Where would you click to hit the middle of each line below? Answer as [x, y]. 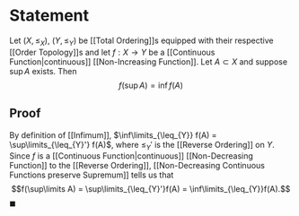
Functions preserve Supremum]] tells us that [92, 175]
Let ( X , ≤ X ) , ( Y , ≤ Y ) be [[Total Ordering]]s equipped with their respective [141, 41]
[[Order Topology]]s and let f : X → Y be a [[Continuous [112, 52]
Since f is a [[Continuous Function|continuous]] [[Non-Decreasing [132, 156]
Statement [49, 16]
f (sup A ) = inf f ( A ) [151, 85]
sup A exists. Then [44, 71]
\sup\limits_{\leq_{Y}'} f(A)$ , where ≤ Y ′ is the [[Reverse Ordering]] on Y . [142, 146]
